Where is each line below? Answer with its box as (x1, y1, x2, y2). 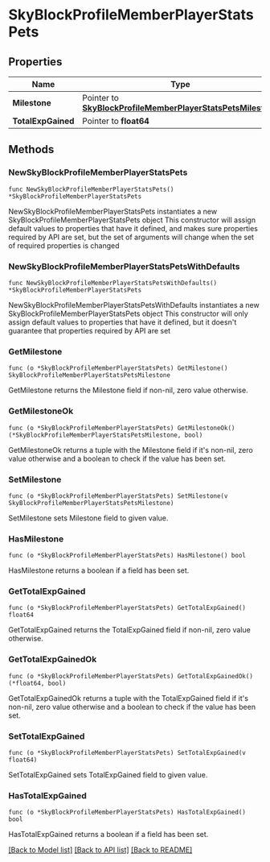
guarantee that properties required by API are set (8, 325, 171, 335)
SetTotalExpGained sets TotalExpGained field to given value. (8, 770, 208, 780)
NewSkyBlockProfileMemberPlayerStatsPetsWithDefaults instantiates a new (8, 300, 260, 309)
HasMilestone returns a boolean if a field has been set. (8, 566, 190, 575)
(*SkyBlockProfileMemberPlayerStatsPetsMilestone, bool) (8, 431, 203, 439)
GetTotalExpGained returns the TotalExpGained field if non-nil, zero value (8, 625, 251, 635)
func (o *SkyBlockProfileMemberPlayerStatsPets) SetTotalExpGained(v (8, 749, 247, 757)
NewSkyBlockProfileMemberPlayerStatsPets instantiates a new (8, 206, 218, 216)
